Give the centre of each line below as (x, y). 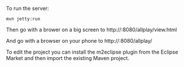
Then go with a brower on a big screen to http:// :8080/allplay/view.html (91, 29)
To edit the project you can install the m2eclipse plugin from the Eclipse (92, 52)
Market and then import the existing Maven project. (68, 58)
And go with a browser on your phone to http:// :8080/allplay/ (79, 41)
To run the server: (28, 8)
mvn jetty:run (23, 19)
